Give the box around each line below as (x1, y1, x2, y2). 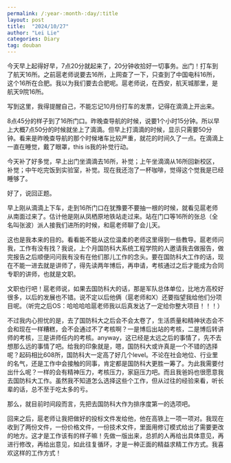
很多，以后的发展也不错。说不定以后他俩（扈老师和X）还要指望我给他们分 (7, 293, 217, 301)
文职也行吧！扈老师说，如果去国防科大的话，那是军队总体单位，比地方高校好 (7, 285, 224, 292)
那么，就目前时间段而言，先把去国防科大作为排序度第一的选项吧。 (7, 400, 194, 408)
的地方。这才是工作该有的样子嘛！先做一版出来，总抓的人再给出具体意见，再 (7, 431, 224, 440)
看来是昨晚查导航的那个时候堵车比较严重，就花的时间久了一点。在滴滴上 (19, 134, 224, 142)
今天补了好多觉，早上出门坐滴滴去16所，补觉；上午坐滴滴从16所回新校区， (7, 158, 219, 165)
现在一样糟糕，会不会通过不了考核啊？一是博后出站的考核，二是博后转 (19, 325, 218, 333)
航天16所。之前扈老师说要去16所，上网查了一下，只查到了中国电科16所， (12, 70, 219, 78)
